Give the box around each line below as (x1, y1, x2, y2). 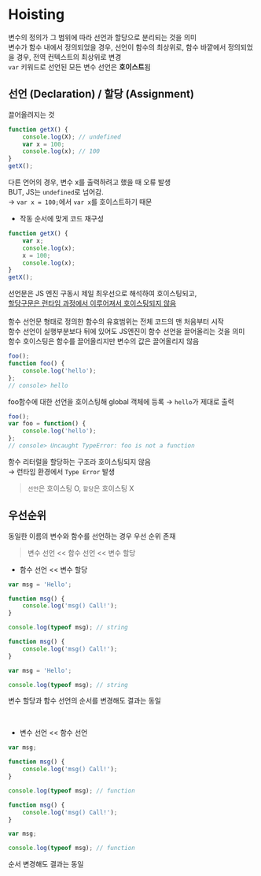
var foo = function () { (8, 420, 86, 428)
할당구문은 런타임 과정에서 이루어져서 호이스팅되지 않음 (8, 299, 177, 308)
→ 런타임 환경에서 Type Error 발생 (8, 466, 116, 476)
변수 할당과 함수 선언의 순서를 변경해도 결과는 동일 (8, 696, 161, 706)
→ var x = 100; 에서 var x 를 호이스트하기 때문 (8, 197, 153, 206)
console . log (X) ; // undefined (22, 132, 122, 141)
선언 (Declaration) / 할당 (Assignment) (8, 87, 195, 101)
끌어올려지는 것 (8, 109, 55, 119)
